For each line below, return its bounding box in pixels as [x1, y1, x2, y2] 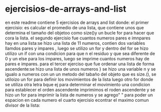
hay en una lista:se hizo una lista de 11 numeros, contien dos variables [5, 40, 145, 46]
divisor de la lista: [5, 102, 40, 108]
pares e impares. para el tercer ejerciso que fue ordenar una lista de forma [5, 61, 155, 67]
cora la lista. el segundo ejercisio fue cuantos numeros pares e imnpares [5, 35, 151, 41]
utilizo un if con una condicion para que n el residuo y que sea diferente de [5, 50, 155, 56]
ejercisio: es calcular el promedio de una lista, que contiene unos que [5, 24, 144, 30]
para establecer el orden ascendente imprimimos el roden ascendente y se [5, 87, 156, 93]
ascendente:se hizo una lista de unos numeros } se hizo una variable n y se [5, 66, 156, 72]
